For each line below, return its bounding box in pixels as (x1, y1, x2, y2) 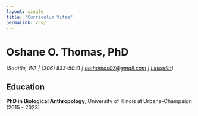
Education (6, 82, 45, 92)
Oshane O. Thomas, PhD (6, 45, 129, 59)
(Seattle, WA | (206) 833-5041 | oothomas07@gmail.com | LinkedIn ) (6, 65, 174, 72)
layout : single (6, 8, 44, 15)
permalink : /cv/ (6, 20, 46, 25)
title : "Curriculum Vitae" (6, 14, 73, 20)
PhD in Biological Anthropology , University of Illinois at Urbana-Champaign (6, 98, 192, 105)
